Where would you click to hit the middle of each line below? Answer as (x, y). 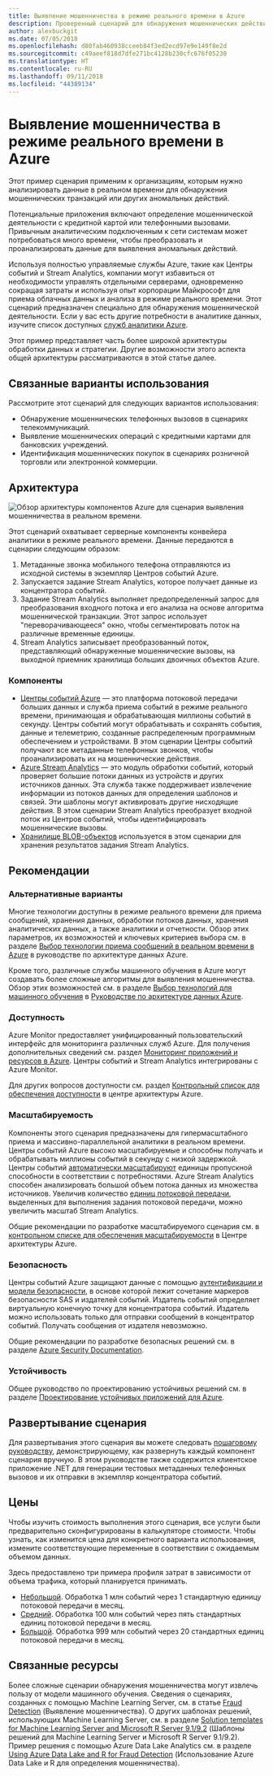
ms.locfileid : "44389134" (52, 84)
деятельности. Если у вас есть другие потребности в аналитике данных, (135, 316)
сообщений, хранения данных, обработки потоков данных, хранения (129, 920)
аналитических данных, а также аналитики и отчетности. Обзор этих (129, 929)
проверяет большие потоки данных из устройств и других (121, 776)
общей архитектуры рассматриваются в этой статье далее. (113, 358)
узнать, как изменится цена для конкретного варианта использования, (132, 1539)
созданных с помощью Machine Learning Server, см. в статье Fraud (125, 1702)
